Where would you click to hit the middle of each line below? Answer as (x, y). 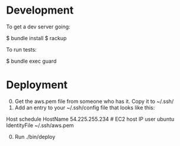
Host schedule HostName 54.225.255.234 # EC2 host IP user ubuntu (90, 119)
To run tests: (21, 49)
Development (40, 10)
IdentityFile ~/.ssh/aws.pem (40, 125)
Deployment (37, 85)
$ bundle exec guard (31, 61)
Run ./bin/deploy (35, 137)
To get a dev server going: (38, 27)
